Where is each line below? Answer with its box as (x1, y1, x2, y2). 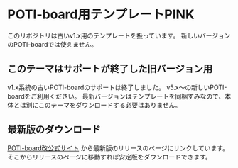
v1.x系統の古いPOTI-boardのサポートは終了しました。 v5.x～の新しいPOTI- (7, 83, 227, 91)
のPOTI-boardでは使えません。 (7, 40, 98, 48)
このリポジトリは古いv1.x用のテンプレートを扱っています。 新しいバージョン (7, 31, 231, 40)
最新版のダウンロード (7, 123, 101, 135)
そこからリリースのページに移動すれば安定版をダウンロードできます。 (7, 152, 212, 161)
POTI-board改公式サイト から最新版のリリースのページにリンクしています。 (7, 143, 229, 152)
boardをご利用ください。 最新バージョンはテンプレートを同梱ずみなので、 (7, 91, 225, 100)
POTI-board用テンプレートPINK (7, 6, 195, 23)
